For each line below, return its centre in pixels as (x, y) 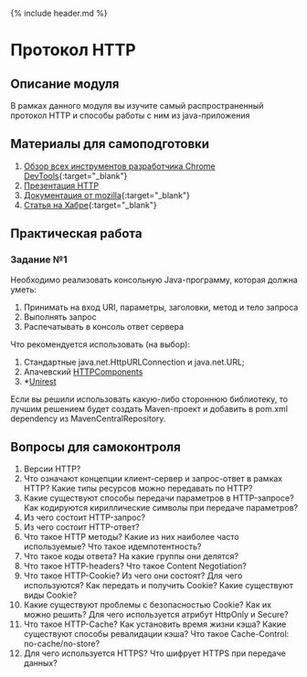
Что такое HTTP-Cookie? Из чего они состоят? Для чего (133, 576)
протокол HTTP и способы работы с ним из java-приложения (130, 115)
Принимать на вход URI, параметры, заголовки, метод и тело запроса (161, 307)
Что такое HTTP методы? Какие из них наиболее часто (132, 537)
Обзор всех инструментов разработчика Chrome (119, 166)
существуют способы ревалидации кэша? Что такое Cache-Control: (156, 634)
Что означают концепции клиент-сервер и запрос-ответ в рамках (153, 479)
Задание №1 (39, 259)
